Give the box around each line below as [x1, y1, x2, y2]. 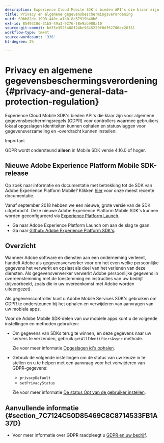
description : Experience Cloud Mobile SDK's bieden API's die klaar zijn [5, 7, 160, 12]
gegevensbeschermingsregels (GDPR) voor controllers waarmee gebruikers [5, 118, 159, 124]
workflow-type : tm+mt [5, 30, 50, 35]
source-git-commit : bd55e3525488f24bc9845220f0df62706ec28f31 [5, 26, 135, 31]
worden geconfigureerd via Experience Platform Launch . [5, 213, 120, 219]
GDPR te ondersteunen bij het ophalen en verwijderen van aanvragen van [5, 301, 154, 307]
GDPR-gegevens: [12, 365, 48, 371]
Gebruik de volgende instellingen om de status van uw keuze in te [12, 355, 146, 361]
